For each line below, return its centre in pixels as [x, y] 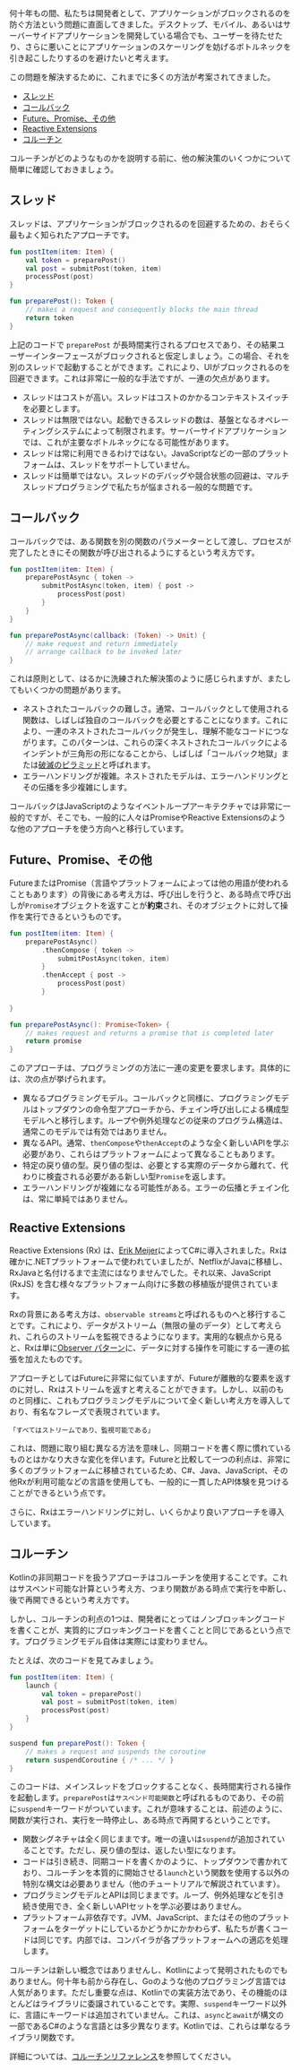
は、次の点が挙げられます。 [60, 1079]
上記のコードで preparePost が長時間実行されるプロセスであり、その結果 [143, 344]
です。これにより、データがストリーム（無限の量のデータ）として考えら [149, 1325]
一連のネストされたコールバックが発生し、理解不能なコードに [159, 731]
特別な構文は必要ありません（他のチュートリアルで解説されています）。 [153, 1884]
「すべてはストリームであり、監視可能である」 [82, 1430]
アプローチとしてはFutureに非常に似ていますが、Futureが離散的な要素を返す [150, 1378]
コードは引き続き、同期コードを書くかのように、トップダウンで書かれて [155, 1861]
